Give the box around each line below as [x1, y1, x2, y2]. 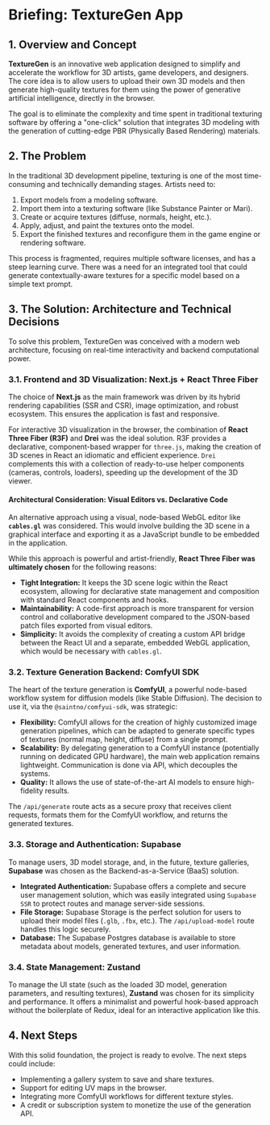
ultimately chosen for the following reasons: [8, 562, 157, 572]
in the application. [8, 538, 69, 548]
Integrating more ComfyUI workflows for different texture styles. [19, 1091, 234, 1101]
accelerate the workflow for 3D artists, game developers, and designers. [8, 68, 249, 77]
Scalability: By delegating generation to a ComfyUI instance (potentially [19, 743, 260, 753]
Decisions [8, 315, 60, 329]
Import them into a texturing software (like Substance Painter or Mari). [19, 203, 253, 213]
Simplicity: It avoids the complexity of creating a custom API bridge [19, 629, 246, 639]
